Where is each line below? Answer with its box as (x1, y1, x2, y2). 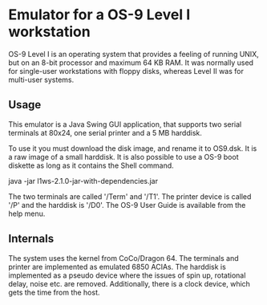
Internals (8, 232, 55, 246)
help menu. (8, 209, 46, 218)
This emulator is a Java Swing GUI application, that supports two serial (8, 119, 242, 129)
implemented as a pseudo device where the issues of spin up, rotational (8, 270, 246, 280)
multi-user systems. (8, 75, 75, 84)
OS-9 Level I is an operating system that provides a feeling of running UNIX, (8, 49, 259, 59)
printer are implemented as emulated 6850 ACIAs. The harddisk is (8, 262, 226, 271)
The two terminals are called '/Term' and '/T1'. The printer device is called (8, 191, 252, 201)
